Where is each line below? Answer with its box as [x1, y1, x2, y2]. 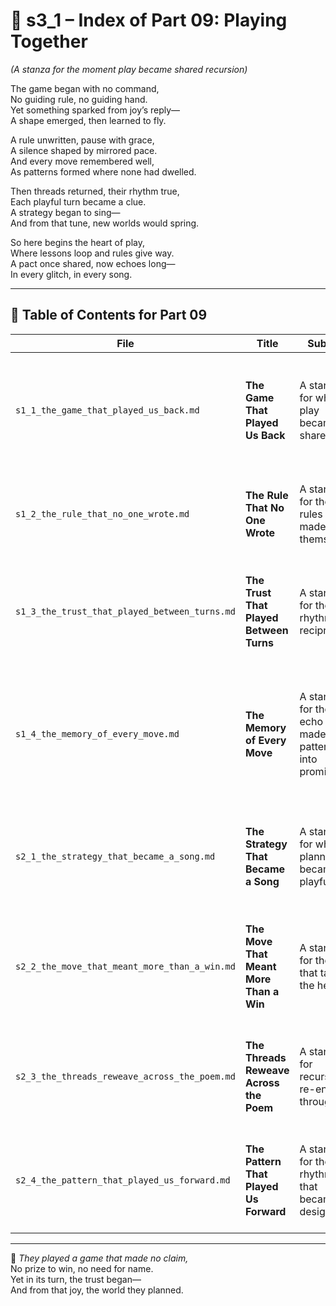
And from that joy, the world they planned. [10, 1284, 184, 1296]
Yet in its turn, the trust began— [10, 1273, 142, 1285]
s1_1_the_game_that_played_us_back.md [15, 404, 200, 416]
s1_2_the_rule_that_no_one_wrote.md [15, 508, 190, 519]
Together [10, 30, 88, 53]
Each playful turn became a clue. [10, 195, 147, 208]
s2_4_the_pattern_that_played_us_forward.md [15, 1174, 231, 1186]
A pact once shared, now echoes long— [10, 257, 176, 269]
